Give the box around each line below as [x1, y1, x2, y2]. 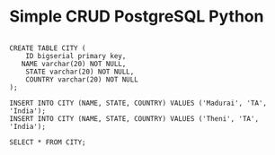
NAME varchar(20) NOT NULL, [21, 59, 127, 68]
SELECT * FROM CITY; [9, 137, 87, 147]
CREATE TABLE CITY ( [9, 43, 87, 53]
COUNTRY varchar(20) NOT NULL [25, 74, 139, 84]
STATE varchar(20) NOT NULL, [25, 67, 135, 76]
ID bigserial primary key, [25, 51, 127, 60]
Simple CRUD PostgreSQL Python [9, 6, 264, 27]
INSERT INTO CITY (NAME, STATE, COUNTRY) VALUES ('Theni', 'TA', [9, 114, 259, 123]
